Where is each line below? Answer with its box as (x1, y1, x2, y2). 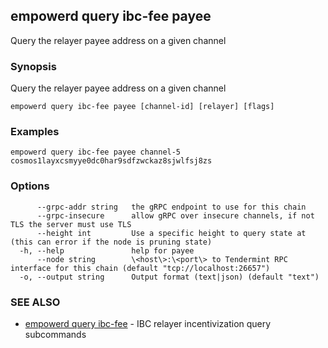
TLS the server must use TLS (10, 219, 132, 229)
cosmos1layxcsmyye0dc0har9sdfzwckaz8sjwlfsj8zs (10, 156, 213, 166)
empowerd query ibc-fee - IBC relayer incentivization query (24, 318, 272, 329)
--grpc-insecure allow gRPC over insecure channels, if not (36, 210, 315, 221)
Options (10, 179, 50, 193)
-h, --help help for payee (19, 245, 195, 256)
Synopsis (10, 59, 57, 73)
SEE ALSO (10, 295, 61, 309)
